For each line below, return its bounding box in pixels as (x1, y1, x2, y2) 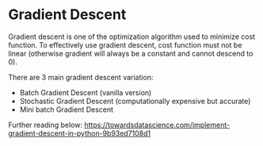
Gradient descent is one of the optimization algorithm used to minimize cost (8, 32, 256, 41)
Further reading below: (8, 120, 83, 129)
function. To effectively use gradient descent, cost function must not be (8, 40, 242, 49)
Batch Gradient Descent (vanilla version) (19, 87, 152, 97)
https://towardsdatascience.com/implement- (84, 120, 231, 129)
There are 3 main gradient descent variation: (8, 72, 154, 82)
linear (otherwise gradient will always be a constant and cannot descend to (8, 48, 253, 58)
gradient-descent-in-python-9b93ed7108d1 (8, 129, 151, 138)
